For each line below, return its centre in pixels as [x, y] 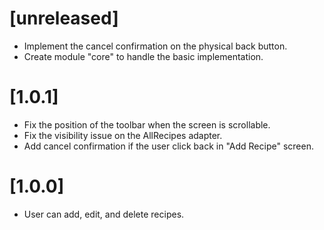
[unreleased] [64, 18]
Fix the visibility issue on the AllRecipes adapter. [123, 135]
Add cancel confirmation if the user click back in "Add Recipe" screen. [168, 146]
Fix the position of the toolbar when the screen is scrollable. [147, 124]
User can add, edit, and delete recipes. [104, 214]
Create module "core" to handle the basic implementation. [143, 56]
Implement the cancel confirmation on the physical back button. [155, 46]
